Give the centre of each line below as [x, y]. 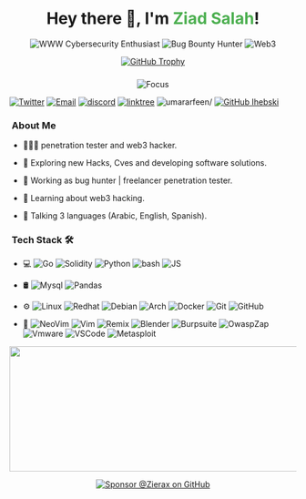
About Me [34, 125]
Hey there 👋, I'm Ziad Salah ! [153, 19]
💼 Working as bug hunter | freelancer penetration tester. [127, 180]
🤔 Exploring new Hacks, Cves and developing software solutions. [144, 163]
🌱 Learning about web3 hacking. [84, 199]
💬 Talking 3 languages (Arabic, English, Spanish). [115, 216]
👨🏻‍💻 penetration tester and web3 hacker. [100, 146]
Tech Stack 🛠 [43, 240]
